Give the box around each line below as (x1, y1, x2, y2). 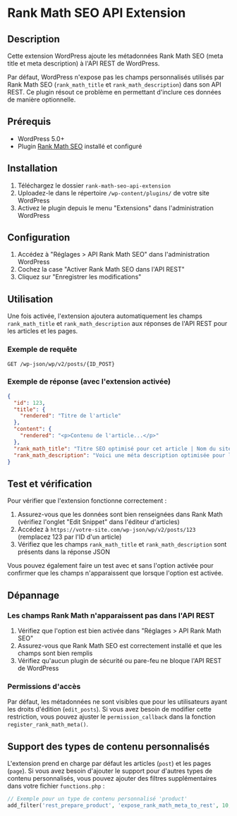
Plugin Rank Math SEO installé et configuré (17, 142, 142, 150)
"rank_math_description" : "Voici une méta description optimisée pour (13, 451, 226, 459)
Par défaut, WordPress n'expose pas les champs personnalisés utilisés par (7, 73, 224, 81)
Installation (7, 162, 58, 174)
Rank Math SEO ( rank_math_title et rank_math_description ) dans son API (7, 80, 221, 89)
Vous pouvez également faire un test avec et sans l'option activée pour (7, 561, 214, 570)
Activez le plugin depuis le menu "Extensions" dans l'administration (17, 203, 214, 212)
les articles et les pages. (7, 327, 78, 336)
